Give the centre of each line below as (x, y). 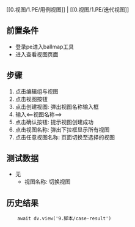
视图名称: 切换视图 (47, 182)
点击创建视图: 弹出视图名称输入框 (57, 106)
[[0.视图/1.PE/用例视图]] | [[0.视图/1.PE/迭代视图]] (68, 9)
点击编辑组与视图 (37, 91)
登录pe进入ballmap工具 (45, 47)
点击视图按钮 (31, 99)
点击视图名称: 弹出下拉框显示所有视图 (62, 129)
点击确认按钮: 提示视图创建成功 (54, 122)
